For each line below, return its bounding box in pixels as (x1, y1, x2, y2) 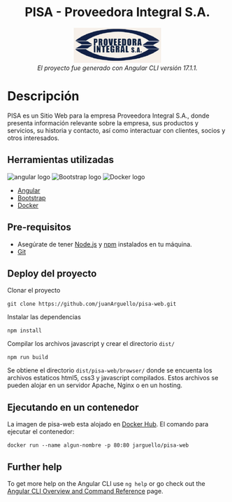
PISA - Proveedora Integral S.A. (24, 4, 211, 20)
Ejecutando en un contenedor (7, 401, 139, 413)
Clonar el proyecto (7, 286, 61, 295)
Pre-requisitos (7, 221, 72, 233)
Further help (7, 461, 63, 473)
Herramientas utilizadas (7, 154, 114, 166)
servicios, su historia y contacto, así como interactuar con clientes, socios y (7, 126, 226, 134)
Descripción (7, 88, 80, 104)
